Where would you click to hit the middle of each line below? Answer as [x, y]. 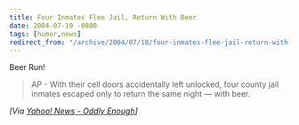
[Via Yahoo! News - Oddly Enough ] [73, 111]
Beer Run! [28, 67]
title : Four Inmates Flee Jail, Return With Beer [103, 17]
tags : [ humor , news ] [45, 34]
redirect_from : [37, 42]
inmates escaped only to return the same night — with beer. [141, 94]
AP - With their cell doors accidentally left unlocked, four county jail [155, 84]
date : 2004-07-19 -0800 [53, 26]
